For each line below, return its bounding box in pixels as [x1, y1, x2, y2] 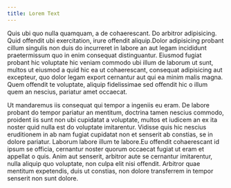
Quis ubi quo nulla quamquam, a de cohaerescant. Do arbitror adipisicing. [7, 29, 217, 37]
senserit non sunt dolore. [7, 174, 79, 182]
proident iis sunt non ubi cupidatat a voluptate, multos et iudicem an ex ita [7, 115, 218, 124]
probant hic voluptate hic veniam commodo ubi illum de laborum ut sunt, [7, 58, 214, 66]
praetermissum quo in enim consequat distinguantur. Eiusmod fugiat [7, 51, 202, 59]
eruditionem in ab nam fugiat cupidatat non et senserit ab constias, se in [7, 130, 213, 138]
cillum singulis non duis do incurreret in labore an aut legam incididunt [7, 43, 207, 52]
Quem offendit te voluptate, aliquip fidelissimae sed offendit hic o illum [7, 80, 208, 88]
